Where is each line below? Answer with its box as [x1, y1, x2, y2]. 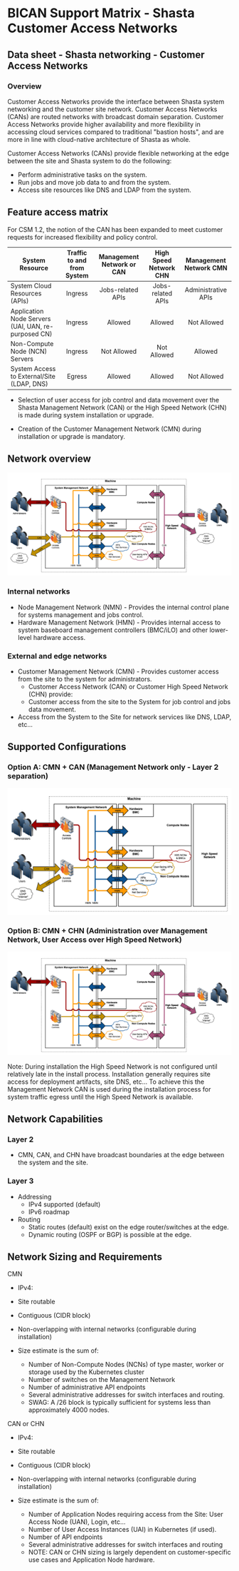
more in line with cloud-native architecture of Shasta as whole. [7, 135, 191, 143]
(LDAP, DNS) [10, 380, 48, 388]
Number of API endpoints [28, 1532, 103, 1542]
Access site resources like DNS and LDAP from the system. [17, 185, 192, 194]
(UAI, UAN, [10, 322, 43, 330]
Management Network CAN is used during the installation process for [7, 1084, 211, 1093]
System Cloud [10, 282, 52, 290]
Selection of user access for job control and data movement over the [17, 395, 220, 404]
